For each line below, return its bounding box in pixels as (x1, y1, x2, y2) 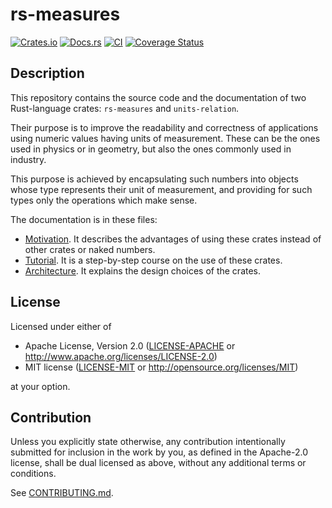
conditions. (10, 468, 57, 480)
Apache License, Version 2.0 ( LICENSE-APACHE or (24, 339, 236, 352)
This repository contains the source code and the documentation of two (10, 91, 307, 103)
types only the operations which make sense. (10, 194, 198, 206)
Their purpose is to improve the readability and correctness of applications (10, 121, 319, 133)
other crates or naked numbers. (24, 243, 156, 255)
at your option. (10, 380, 71, 392)
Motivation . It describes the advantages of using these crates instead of (24, 233, 322, 245)
